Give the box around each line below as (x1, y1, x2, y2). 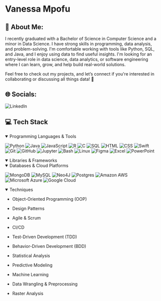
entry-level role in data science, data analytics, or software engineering (5, 56, 149, 62)
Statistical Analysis (12, 252, 50, 259)
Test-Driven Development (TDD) (12, 234, 77, 240)
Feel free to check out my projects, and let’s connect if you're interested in (5, 71, 155, 76)
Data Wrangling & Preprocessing (12, 281, 78, 287)
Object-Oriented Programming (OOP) (12, 196, 87, 202)
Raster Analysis (12, 290, 44, 296)
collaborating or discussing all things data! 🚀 (5, 76, 94, 82)
